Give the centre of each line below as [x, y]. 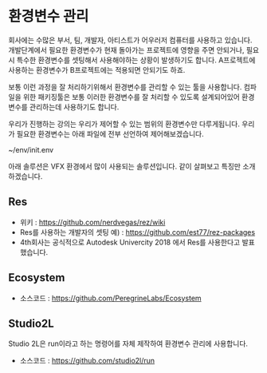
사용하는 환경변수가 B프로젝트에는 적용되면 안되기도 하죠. [97, 69]
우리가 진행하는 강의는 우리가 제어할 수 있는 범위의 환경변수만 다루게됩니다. [124, 124]
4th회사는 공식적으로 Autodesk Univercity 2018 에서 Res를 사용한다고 [130, 242]
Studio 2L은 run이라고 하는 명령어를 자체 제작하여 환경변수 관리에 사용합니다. [128, 343]
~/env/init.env [31, 149]
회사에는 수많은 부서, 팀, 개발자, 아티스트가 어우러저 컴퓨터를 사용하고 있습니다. [130, 40]
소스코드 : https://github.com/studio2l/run [87, 361]
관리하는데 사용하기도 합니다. [74, 107]
